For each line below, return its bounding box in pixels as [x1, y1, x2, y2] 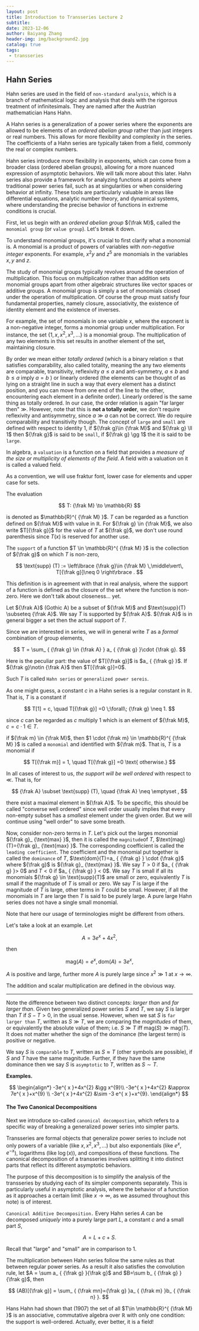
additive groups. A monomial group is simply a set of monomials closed [6, 287, 181, 294]
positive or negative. [6, 1037, 56, 1044]
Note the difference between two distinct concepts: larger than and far [6, 999, 179, 1006]
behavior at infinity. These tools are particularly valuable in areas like [6, 189, 174, 196]
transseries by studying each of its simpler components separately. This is [6, 1179, 188, 1186]
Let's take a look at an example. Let [6, 922, 93, 929]
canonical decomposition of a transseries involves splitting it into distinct [6, 1156, 184, 1163]
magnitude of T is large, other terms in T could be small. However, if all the [6, 886, 188, 893]
